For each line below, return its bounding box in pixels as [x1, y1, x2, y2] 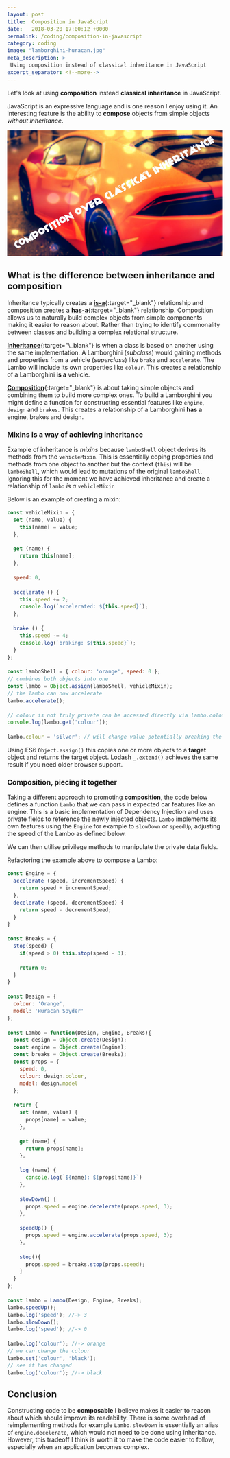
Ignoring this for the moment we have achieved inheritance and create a [7, 475, 211, 483]
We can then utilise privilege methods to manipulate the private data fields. [7, 843, 218, 851]
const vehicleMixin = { [7, 510, 75, 516]
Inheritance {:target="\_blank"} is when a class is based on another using [7, 341, 214, 349]
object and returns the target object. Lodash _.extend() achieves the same [7, 753, 218, 761]
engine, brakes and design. [7, 412, 84, 421]
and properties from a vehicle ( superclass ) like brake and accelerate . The [7, 355, 214, 363]
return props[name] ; [25, 1145, 84, 1152]
